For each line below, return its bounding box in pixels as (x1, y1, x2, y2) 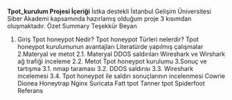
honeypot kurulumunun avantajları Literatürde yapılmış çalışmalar (17, 43, 204, 50)
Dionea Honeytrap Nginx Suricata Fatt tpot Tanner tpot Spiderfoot (17, 79, 206, 87)
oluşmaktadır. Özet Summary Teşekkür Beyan (7, 22, 137, 30)
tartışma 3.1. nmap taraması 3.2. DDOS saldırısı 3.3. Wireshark (17, 65, 194, 72)
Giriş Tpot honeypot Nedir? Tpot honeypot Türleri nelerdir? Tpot (17, 35, 199, 43)
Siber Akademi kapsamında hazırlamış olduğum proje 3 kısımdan (7, 14, 192, 23)
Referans (17, 87, 44, 94)
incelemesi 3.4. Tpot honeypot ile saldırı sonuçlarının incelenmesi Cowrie (17, 72, 226, 80)
